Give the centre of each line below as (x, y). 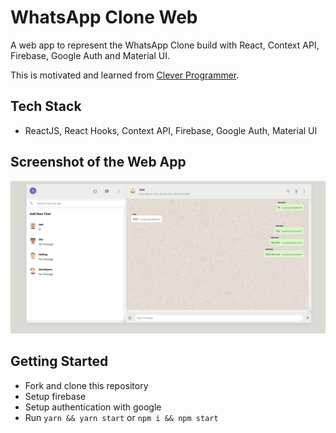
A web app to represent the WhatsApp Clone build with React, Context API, (165, 45)
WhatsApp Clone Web (104, 17)
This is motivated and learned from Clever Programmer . (125, 75)
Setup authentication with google (93, 407)
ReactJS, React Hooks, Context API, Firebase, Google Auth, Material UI (171, 130)
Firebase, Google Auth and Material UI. (90, 55)
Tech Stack (46, 106)
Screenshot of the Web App (98, 162)
